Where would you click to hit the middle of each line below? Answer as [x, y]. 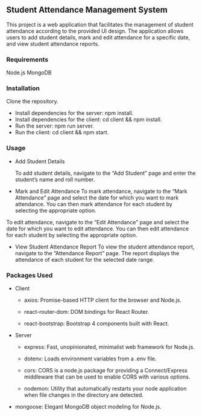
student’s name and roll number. [55, 179]
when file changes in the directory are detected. [84, 395]
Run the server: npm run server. [55, 126]
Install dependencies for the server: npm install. [74, 113]
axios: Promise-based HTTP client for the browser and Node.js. [103, 300]
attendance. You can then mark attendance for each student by [94, 204]
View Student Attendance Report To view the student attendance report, [105, 247]
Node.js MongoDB [29, 73]
